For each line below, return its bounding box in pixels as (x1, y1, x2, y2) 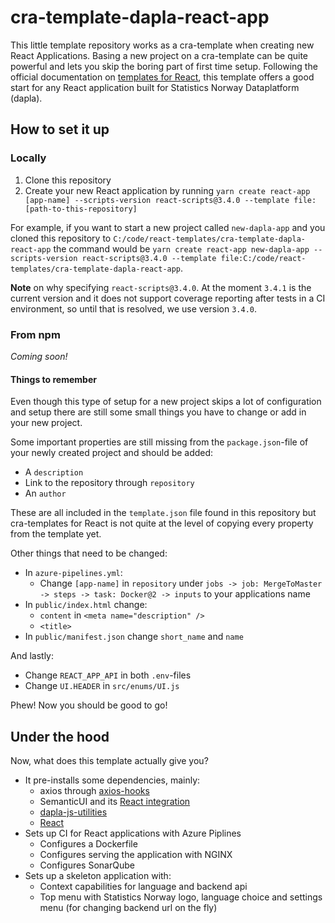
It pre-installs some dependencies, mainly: (24, 774, 201, 786)
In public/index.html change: (24, 599, 148, 611)
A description (24, 466, 84, 478)
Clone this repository (24, 174, 112, 186)
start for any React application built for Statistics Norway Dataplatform (10, 81, 300, 93)
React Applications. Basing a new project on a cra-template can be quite (10, 49, 309, 61)
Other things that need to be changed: (10, 547, 168, 560)
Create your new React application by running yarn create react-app (24, 184, 311, 196)
